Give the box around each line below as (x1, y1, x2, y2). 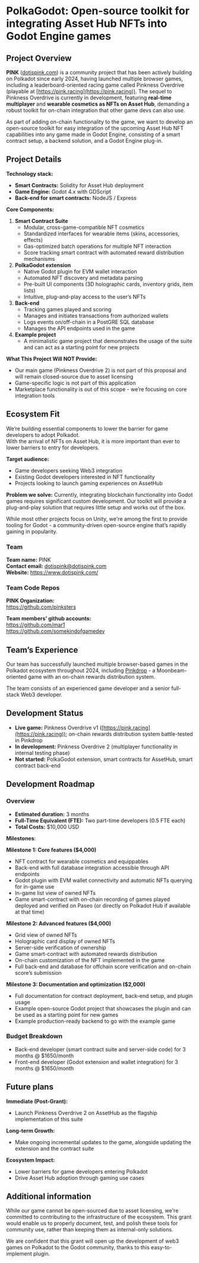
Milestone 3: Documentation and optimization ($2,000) (6, 981, 146, 988)
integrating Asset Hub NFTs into (6, 17, 168, 30)
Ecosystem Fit (6, 409, 60, 420)
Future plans (6, 1082, 53, 1092)
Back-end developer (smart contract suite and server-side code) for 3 (14, 1045, 186, 1053)
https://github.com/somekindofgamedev (6, 628, 105, 635)
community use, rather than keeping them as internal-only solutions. (6, 1226, 173, 1233)
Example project (14, 331, 56, 338)
